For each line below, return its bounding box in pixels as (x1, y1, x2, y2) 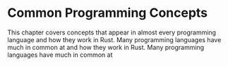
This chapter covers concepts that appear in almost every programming (7, 28, 217, 37)
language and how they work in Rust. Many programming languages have (7, 35, 222, 44)
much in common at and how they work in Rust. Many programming (7, 43, 205, 51)
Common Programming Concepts (7, 5, 208, 21)
